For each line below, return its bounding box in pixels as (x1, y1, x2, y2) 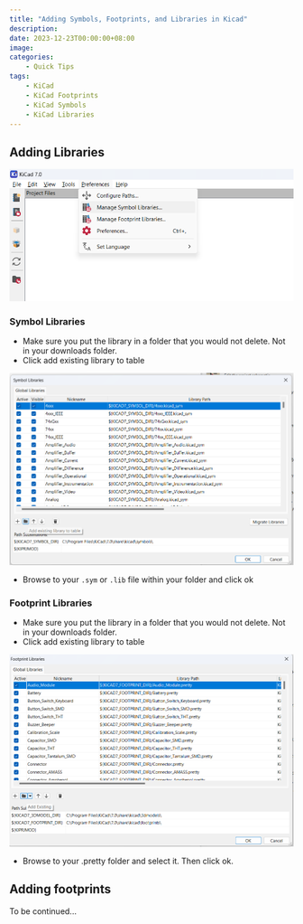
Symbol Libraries (9, 315, 86, 327)
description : (9, 24, 59, 33)
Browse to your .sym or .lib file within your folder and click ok (22, 574, 254, 585)
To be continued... (9, 905, 77, 917)
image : (9, 43, 34, 52)
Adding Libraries (9, 145, 106, 160)
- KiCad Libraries (25, 109, 95, 119)
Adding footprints (9, 882, 111, 897)
